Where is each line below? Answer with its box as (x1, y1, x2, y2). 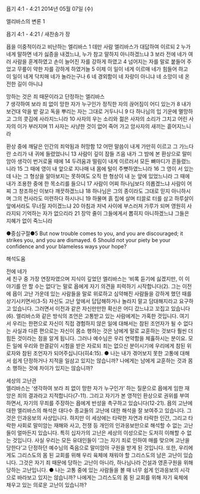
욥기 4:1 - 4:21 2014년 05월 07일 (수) (6, 5, 93, 12)
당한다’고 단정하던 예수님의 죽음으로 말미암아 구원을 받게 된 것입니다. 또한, (6, 444, 177, 451)
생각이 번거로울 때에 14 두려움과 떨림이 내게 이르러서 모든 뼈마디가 (17, 158, 171, 165)
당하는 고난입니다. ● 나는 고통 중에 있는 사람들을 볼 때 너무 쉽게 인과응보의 (6, 467, 179, 473)
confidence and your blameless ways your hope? (6, 243, 127, 250)
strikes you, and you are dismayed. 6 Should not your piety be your (6, 237, 171, 243)
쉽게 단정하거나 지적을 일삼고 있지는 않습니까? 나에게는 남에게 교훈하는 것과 (12, 357, 187, 364)
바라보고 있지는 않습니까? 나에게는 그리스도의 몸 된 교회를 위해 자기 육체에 (17, 474, 189, 481)
